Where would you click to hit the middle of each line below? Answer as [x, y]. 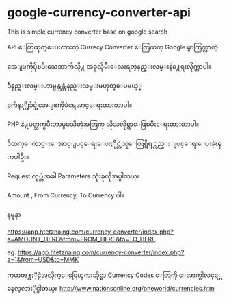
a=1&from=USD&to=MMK [43, 259]
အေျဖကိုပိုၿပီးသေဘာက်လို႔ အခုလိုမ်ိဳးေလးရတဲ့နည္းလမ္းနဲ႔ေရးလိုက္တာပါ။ [109, 66]
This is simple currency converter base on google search [87, 32]
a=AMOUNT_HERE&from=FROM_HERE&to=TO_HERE [81, 239]
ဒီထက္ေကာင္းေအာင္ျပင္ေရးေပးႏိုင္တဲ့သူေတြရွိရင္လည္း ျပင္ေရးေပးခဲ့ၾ [114, 143]
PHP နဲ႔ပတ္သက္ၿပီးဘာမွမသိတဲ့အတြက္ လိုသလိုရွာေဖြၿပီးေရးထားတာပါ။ [103, 124]
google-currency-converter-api [99, 13]
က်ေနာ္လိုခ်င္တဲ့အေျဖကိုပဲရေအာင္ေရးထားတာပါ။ [69, 105]
